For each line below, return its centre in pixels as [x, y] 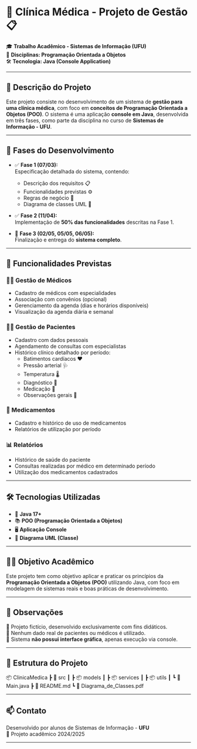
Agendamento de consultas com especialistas [70, 346]
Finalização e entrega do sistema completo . [68, 240]
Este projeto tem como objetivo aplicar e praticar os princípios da [85, 576]
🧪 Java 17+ [28, 514]
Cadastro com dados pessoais [51, 340]
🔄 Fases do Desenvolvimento [60, 151]
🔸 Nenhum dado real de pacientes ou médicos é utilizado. [76, 633]
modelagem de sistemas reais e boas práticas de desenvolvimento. [87, 588]
